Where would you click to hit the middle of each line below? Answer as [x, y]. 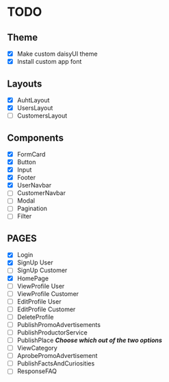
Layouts [25, 83]
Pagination [32, 209]
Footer [26, 178]
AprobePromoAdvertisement [57, 356]
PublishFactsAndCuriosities [56, 363]
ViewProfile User [41, 286]
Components [35, 138]
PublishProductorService [52, 332]
